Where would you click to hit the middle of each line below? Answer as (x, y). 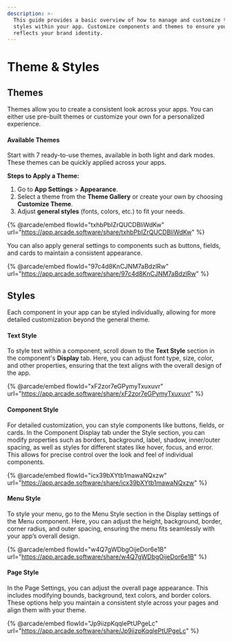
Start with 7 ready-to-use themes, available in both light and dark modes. (111, 155)
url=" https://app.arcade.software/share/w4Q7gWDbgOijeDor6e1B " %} (107, 556)
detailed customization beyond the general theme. (79, 320)
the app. (19, 373)
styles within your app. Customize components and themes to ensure (114, 26)
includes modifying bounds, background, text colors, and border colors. (109, 596)
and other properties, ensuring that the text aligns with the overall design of (115, 366)
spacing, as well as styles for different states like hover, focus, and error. (110, 447)
